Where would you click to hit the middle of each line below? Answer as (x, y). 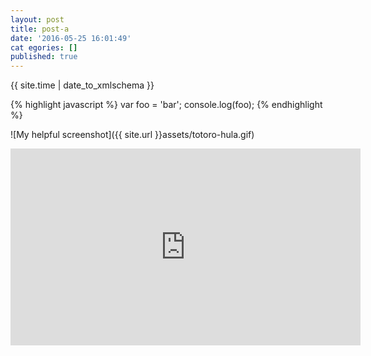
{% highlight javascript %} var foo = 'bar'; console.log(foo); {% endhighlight (166, 105)
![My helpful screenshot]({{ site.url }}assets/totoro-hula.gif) (132, 135)
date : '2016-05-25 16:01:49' (71, 38)
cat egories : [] (44, 47)
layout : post (37, 19)
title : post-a (40, 29)
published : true (44, 57)
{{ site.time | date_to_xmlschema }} (82, 85)
